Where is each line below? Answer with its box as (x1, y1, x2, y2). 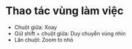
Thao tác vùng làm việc (5, 4, 124, 18)
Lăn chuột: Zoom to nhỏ (14, 36, 73, 43)
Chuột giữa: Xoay (14, 24, 57, 31)
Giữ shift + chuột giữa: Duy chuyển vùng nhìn (14, 30, 126, 37)
